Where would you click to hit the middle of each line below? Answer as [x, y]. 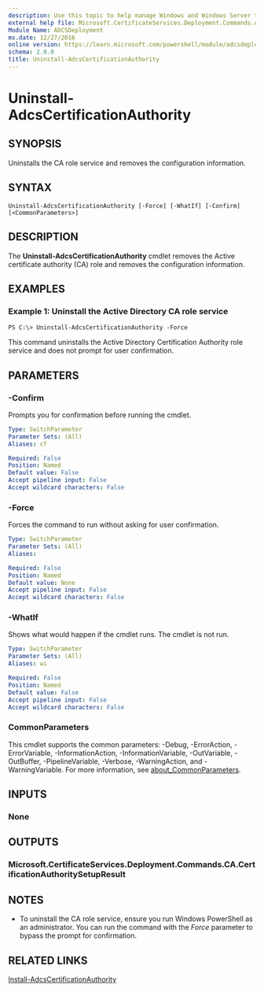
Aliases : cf [27, 444]
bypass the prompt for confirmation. [78, 936]
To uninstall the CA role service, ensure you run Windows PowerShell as [136, 919]
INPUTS [27, 795]
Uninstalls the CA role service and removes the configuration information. [127, 163]
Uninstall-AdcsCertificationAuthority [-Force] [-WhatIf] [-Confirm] [125, 205]
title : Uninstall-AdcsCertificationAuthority [84, 60]
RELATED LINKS [48, 960]
